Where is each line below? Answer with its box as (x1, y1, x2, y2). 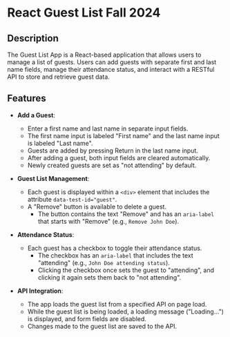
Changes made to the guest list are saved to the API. (27, 322, 178, 330)
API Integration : (17, 287, 64, 295)
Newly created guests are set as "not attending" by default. (27, 161, 197, 169)
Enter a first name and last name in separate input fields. (27, 124, 189, 133)
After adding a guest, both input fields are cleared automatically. (27, 153, 211, 162)
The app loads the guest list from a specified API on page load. (27, 300, 207, 308)
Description (7, 32, 59, 44)
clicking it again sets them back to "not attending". (37, 273, 182, 281)
